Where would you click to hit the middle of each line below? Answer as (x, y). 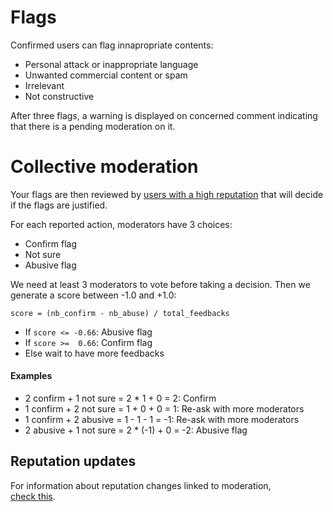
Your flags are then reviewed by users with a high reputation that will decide (167, 194)
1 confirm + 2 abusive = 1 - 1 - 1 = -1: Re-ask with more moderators (162, 420)
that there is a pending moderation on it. (93, 126)
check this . (33, 496)
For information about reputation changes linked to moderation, (141, 485)
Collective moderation (104, 167)
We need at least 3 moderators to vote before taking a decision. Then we (160, 284)
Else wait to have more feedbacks (94, 353)
